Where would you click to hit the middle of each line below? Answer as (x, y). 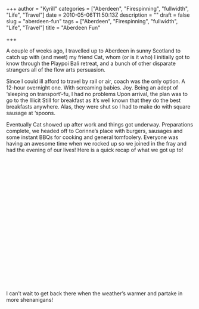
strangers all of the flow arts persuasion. (56, 70)
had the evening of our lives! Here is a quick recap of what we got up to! (95, 150)
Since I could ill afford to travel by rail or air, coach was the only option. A (96, 81)
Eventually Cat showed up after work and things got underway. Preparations (100, 124)
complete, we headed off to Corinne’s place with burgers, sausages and (94, 131)
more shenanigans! (30, 300)
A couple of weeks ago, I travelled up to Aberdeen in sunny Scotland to (93, 51)
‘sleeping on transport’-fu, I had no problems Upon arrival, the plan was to (97, 94)
